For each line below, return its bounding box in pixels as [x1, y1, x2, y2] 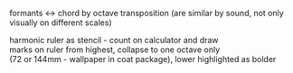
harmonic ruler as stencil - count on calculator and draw [9, 35, 219, 45]
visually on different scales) [9, 17, 113, 28]
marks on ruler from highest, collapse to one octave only [9, 44, 221, 55]
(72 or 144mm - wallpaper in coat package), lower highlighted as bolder [9, 54, 277, 64]
